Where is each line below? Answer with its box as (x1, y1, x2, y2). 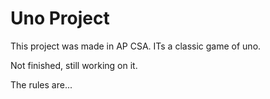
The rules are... (10, 78, 73, 91)
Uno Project (10, 7, 110, 30)
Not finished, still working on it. (10, 59, 138, 71)
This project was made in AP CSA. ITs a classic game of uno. (10, 40, 262, 52)
